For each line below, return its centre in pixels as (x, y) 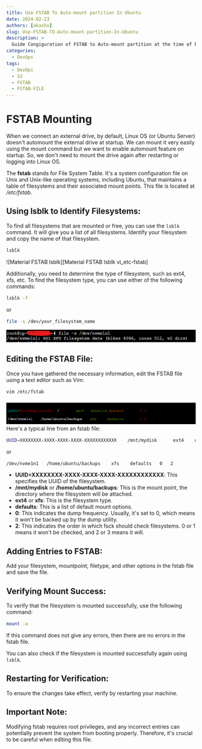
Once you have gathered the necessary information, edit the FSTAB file (94, 374)
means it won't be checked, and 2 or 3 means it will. (79, 532)
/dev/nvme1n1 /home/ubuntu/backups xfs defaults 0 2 (90, 463)
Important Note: (37, 712)
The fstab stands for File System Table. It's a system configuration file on (97, 173)
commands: (21, 286)
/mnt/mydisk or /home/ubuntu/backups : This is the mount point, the (101, 488)
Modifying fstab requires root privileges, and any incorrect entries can (93, 726)
